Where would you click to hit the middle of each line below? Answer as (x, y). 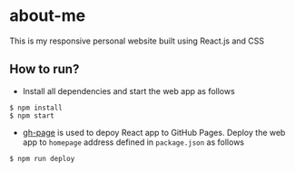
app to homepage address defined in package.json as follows (133, 142)
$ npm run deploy (42, 158)
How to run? (44, 69)
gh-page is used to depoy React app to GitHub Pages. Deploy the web (154, 132)
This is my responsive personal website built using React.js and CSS (137, 41)
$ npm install (36, 108)
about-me (48, 16)
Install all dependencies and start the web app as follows (129, 91)
